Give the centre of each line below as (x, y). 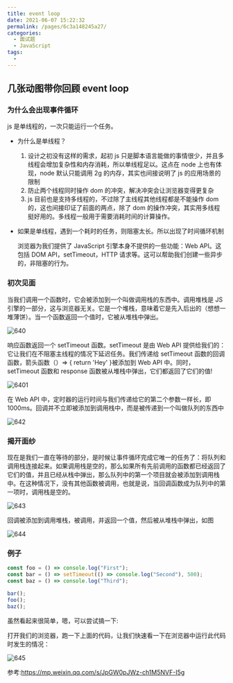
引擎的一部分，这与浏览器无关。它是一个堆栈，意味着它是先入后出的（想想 (113, 308)
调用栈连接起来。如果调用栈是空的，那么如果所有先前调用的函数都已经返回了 (116, 466)
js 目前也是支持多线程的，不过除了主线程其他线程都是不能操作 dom (123, 199)
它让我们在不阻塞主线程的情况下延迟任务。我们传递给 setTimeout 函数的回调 (116, 354)
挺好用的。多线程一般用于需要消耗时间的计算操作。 (101, 216)
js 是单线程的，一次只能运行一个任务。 (62, 126)
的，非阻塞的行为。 (45, 263)
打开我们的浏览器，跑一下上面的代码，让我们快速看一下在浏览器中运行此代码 (116, 635)
